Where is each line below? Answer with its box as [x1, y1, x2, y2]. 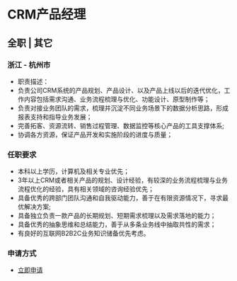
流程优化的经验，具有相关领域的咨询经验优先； [17, 185, 154, 193]
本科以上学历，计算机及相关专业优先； [17, 167, 129, 176]
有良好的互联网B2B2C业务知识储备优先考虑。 [17, 229, 150, 238]
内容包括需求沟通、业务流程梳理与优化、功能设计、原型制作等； [23, 95, 210, 103]
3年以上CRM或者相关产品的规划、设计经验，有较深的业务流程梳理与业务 [17, 176, 229, 185]
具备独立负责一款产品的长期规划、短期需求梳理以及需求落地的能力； [17, 212, 216, 220]
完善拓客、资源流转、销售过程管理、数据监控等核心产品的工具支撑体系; [17, 121, 225, 130]
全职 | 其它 [7, 37, 53, 49]
